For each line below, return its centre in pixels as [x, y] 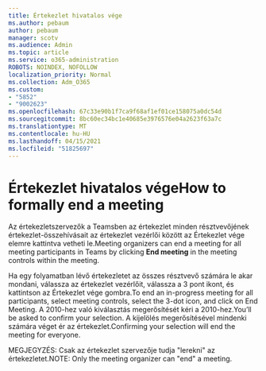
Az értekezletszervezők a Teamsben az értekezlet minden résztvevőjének [129, 226]
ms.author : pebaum [39, 23]
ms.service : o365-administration [64, 60]
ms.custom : [26, 89]
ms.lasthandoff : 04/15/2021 [55, 141]
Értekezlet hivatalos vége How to [117, 188]
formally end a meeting [86, 205]
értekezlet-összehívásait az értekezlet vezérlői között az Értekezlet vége [126, 235]
